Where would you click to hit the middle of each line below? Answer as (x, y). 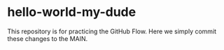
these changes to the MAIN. (48, 38)
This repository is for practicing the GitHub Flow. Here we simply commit (112, 31)
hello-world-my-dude (72, 12)
